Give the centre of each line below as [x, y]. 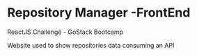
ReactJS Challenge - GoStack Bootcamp [65, 32]
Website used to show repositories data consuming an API [91, 45]
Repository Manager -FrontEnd [99, 13]
